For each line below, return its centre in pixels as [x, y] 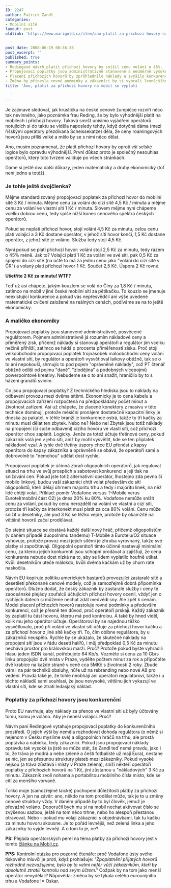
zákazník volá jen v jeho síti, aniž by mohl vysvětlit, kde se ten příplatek [80, 440]
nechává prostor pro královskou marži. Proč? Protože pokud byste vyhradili [84, 648]
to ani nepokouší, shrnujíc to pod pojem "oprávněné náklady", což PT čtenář [85, 365]
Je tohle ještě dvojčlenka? [38, 186]
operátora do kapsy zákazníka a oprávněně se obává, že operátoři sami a [82, 450]
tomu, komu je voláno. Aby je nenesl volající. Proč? [58, 716]
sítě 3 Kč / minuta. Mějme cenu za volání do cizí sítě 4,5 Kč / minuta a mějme [85, 202]
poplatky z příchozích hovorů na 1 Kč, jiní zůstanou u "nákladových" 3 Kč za [85, 769]
